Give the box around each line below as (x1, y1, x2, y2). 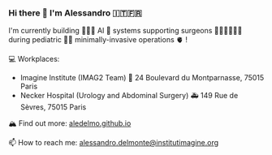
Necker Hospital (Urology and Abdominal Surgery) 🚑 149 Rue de (19, 91, 239, 101)
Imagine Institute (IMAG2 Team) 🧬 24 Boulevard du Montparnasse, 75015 (19, 73, 265, 83)
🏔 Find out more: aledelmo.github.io (8, 118, 132, 128)
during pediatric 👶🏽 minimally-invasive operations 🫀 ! (8, 35, 188, 45)
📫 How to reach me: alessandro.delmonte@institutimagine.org (8, 138, 219, 148)
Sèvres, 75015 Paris (19, 102, 87, 112)
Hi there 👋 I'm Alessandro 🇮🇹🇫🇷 (8, 7, 142, 19)
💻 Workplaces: (8, 54, 60, 64)
